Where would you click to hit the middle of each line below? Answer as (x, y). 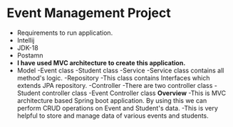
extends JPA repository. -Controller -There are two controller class (115, 85)
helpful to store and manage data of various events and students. (113, 116)
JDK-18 (27, 48)
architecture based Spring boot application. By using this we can (112, 100)
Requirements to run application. (65, 33)
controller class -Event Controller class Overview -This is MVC (134, 93)
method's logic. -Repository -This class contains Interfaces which (113, 78)
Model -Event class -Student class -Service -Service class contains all (120, 70)
